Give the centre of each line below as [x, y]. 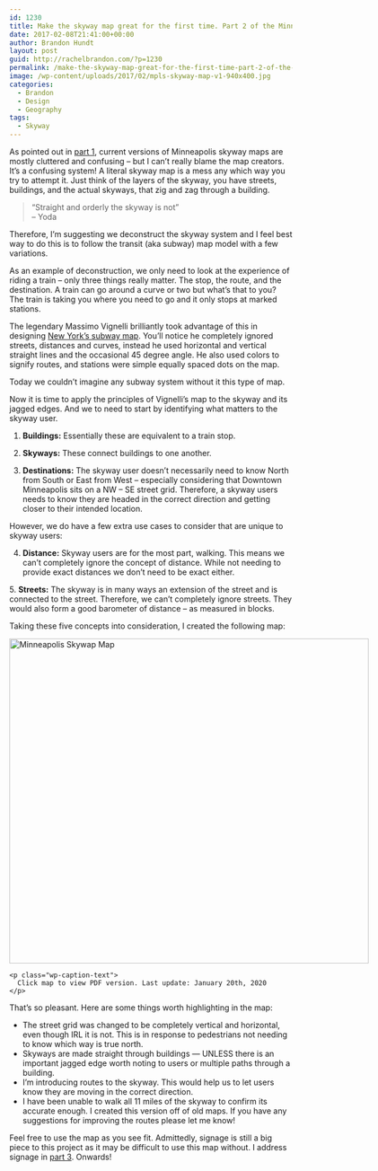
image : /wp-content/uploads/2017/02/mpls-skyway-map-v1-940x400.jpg [140, 76]
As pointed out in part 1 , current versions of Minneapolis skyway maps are [146, 152]
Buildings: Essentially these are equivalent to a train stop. [129, 436]
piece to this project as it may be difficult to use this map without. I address [148, 1147]
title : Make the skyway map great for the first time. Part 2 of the [142, 26]
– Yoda [44, 217]
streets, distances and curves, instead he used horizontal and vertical [138, 345]
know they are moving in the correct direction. [108, 1092]
